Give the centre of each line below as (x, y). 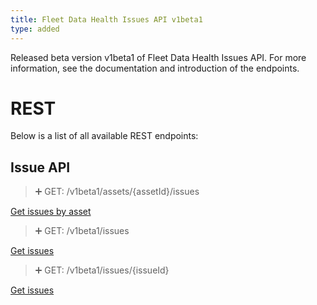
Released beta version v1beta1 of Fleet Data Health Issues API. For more (158, 57)
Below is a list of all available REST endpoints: (104, 136)
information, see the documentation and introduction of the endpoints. (155, 68)
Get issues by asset (51, 212)
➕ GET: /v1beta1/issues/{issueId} (102, 270)
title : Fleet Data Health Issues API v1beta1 (106, 19)
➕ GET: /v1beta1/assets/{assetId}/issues (117, 192)
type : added (35, 29)
